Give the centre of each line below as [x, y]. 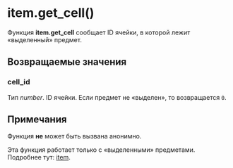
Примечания [37, 120]
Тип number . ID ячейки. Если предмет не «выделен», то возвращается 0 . [117, 97]
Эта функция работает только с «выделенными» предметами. [101, 150]
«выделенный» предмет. [45, 39]
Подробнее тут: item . [39, 157]
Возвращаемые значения [67, 62]
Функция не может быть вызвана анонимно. [74, 136]
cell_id [19, 82]
